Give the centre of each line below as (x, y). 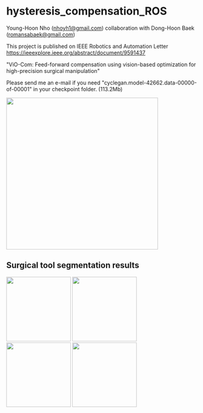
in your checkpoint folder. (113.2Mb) (78, 89)
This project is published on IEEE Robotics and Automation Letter (87, 46)
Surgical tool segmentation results (73, 265)
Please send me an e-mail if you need (54, 83)
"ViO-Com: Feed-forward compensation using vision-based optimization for (101, 64)
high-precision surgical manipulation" (53, 70)
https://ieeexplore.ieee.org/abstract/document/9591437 (76, 52)
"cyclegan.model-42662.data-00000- (149, 83)
